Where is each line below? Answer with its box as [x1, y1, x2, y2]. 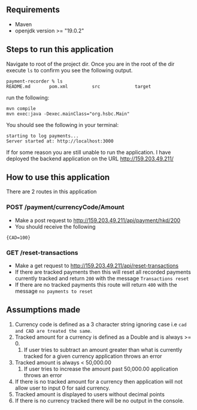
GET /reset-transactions [6, 248, 78, 257]
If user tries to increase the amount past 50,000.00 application [23, 365, 178, 372]
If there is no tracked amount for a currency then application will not [14, 378, 183, 385]
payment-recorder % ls [6, 78, 63, 84]
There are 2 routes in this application [6, 188, 97, 195]
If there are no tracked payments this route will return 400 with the [14, 281, 178, 288]
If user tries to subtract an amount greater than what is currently [23, 346, 183, 353]
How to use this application [6, 172, 110, 183]
